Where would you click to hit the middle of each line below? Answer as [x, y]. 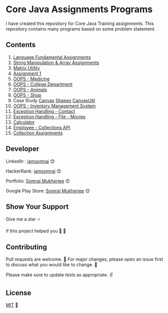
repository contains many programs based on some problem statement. [81, 29]
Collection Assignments [38, 133]
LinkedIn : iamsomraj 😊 [30, 161]
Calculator [24, 122]
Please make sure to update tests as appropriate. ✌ [59, 275]
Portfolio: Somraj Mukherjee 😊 [38, 181]
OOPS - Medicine [31, 79]
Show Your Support [37, 206]
